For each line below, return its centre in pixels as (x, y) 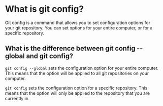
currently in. (17, 98)
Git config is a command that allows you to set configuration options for (78, 23)
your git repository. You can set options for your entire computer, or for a (79, 27)
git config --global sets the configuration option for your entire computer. (82, 68)
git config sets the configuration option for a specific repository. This (76, 88)
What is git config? (45, 9)
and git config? (50, 56)
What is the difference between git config (70, 48)
